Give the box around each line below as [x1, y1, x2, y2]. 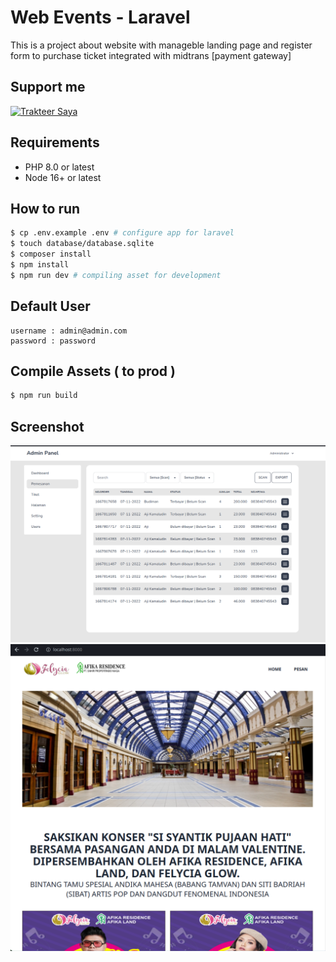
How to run [10, 200, 81, 217]
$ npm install [10, 260, 70, 270]
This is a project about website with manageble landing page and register [10, 39, 313, 51]
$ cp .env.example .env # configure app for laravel [10, 228, 235, 238]
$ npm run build [10, 391, 78, 401]
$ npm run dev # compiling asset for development [10, 270, 222, 280]
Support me [10, 79, 86, 96]
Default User [10, 298, 91, 315]
